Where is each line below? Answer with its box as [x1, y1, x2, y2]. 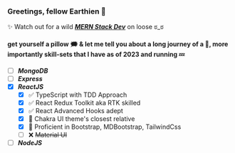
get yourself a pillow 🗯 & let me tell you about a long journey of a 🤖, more [7, 39, 229, 48]
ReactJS [17, 82, 44, 91]
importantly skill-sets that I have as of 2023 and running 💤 [7, 50, 185, 58]
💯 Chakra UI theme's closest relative [28, 114, 135, 123]
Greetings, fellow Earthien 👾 [7, 6, 106, 16]
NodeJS [17, 139, 43, 147]
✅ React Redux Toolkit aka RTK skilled [28, 98, 141, 107]
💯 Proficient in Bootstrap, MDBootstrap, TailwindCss [28, 122, 182, 131]
